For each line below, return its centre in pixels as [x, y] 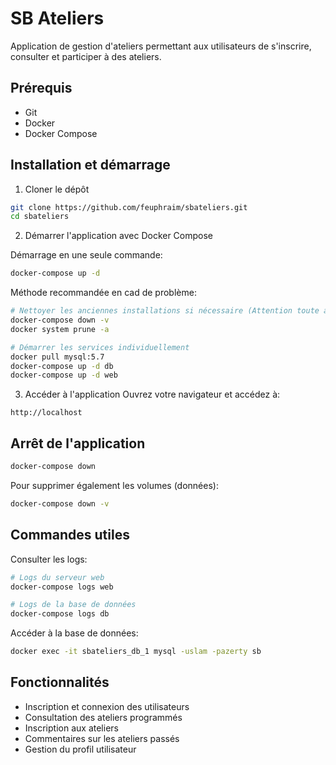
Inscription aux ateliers [71, 728]
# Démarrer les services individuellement [100, 347]
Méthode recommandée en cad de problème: [103, 293]
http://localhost [46, 413]
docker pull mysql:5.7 [57, 357]
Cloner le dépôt [57, 189]
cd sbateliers [40, 217]
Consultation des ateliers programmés [103, 717]
